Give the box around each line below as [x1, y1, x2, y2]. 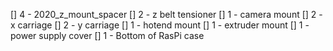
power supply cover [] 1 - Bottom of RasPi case [10, 30, 205, 41]
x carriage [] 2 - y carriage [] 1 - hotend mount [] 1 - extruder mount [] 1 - [10, 19, 310, 31]
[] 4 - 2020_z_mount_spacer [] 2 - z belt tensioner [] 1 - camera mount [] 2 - [10, 9, 323, 20]
